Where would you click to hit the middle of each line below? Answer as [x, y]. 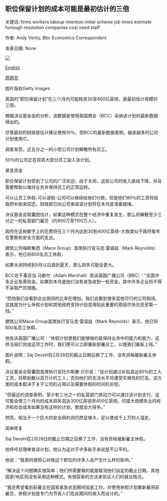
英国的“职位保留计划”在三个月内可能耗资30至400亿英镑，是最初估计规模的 [82, 99]
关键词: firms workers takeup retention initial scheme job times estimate [78, 22]
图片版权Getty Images [28, 88]
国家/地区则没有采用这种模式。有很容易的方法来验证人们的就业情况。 [76, 477]
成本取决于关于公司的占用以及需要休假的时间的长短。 [68, 384]
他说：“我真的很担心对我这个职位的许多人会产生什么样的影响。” [69, 460]
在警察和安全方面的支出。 [31, 237]
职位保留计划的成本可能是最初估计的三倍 [67, 9]
